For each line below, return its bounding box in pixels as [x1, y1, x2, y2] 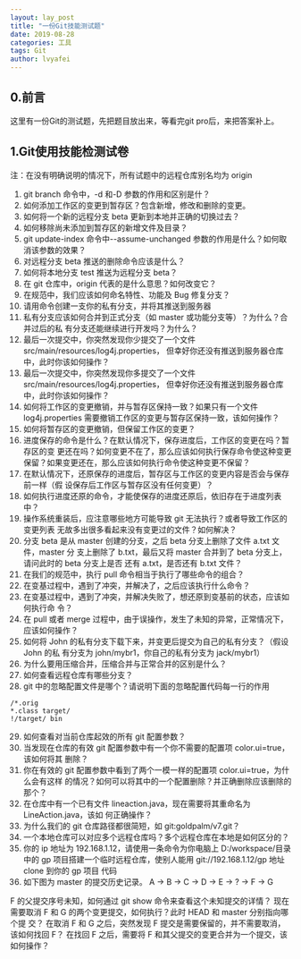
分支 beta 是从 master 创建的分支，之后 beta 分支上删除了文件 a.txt [22, 535, 271, 546]
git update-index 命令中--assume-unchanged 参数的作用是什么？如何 [22, 233, 280, 244]
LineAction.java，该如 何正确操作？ [22, 809, 153, 819]
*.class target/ [10, 706, 71, 716]
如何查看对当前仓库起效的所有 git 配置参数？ [22, 731, 187, 742]
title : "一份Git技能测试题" [10, 21, 105, 30]
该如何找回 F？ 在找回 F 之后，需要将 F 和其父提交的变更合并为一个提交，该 [10, 929, 288, 939]
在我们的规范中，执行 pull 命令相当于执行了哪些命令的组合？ [22, 569, 245, 580]
